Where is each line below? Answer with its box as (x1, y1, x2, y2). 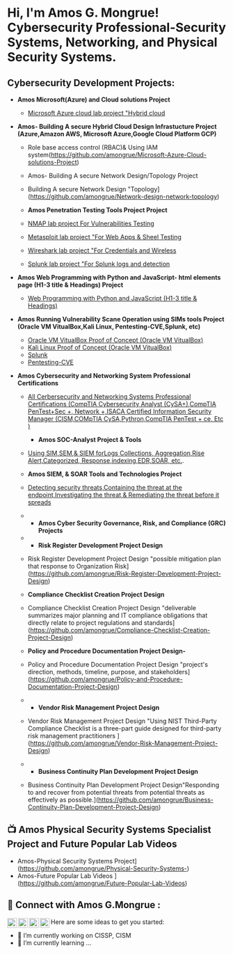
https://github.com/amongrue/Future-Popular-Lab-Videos (19, 879, 186, 887)
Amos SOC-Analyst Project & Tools (38, 436, 142, 443)
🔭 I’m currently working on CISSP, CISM (17, 931, 131, 939)
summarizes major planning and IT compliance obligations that (27, 611, 208, 619)
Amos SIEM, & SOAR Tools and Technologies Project (27, 470, 182, 478)
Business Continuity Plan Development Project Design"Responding (27, 781, 220, 789)
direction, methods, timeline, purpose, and (27, 668, 150, 676)
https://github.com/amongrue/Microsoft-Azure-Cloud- (51, 151, 207, 159)
